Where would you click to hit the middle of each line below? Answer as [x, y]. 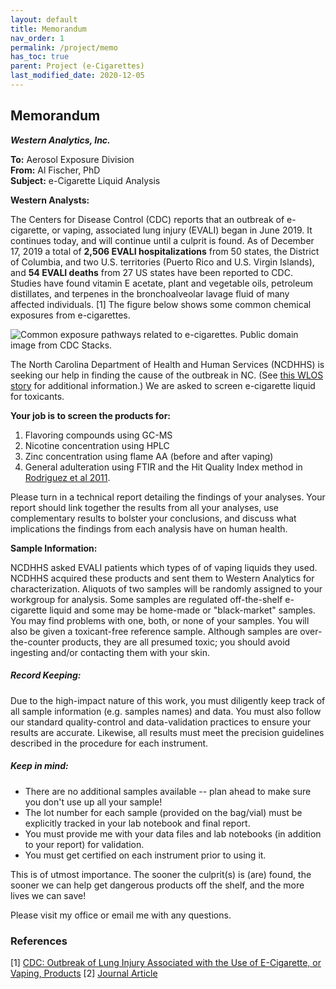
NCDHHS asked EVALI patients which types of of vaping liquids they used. [164, 567]
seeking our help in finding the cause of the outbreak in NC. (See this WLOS [167, 375]
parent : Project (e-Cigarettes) [77, 66]
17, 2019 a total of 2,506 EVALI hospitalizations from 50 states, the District [165, 251]
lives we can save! [48, 895]
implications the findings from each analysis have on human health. [149, 528]
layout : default [44, 19]
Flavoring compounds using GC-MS [98, 435]
